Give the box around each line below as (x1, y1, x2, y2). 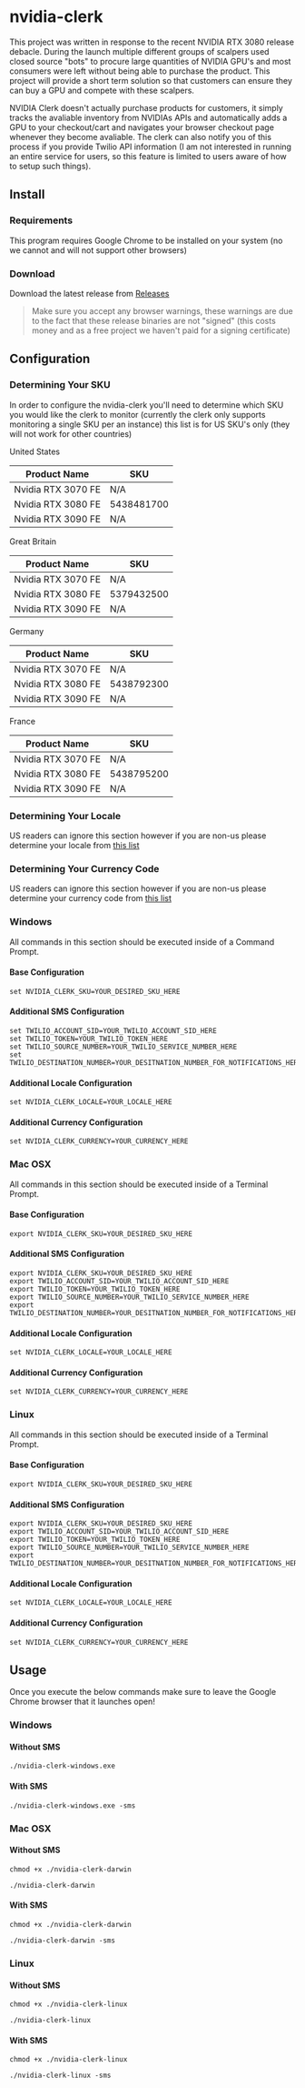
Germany (9, 625, 44, 636)
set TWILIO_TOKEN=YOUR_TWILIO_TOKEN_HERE (9, 1034, 169, 1043)
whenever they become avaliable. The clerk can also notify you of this (9, 131, 272, 142)
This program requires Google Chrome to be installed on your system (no (9, 235, 283, 246)
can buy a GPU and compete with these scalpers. (9, 85, 195, 96)
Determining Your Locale (9, 809, 121, 822)
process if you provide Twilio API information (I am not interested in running (9, 141, 292, 152)
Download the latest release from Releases (9, 288, 170, 299)
